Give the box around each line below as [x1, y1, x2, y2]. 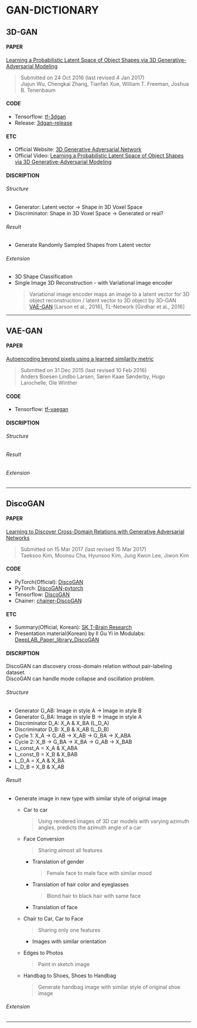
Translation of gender [32, 858, 84, 865]
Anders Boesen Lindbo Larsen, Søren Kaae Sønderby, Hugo [20, 373, 165, 380]
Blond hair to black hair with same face [46, 892, 141, 899]
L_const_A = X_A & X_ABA [14, 745, 78, 752]
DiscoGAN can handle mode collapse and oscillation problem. [6, 675, 155, 682]
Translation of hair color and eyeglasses [32, 880, 129, 888]
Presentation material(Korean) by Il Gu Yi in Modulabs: [14, 630, 145, 637]
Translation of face [32, 903, 78, 910]
